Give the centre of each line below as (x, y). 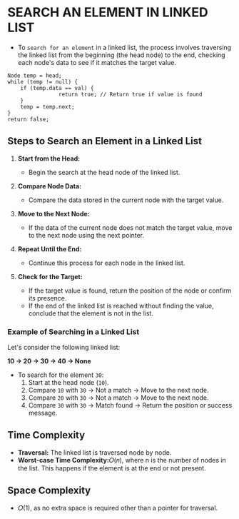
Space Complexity (49, 491)
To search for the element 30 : (61, 375)
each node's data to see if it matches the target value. (97, 62)
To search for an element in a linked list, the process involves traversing (124, 47)
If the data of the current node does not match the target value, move (130, 227)
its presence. (47, 298)
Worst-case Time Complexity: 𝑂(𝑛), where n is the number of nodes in (122, 460)
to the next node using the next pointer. (86, 235)
